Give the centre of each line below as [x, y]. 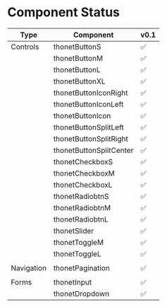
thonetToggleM [79, 242]
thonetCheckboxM [84, 173]
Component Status [64, 12]
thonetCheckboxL [83, 185]
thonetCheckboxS [83, 161]
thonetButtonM [78, 58]
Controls [25, 47]
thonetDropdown [81, 293]
